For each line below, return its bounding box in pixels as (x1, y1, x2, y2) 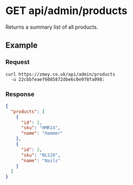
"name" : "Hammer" (20, 131, 64, 136)
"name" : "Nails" (20, 157, 61, 163)
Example (5, 40, 38, 50)
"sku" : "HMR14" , (20, 125, 61, 131)
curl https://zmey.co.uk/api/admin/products (5, 71, 116, 77)
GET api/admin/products (5, 4, 128, 18)
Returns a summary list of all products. (5, 23, 99, 30)
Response (5, 90, 34, 98)
